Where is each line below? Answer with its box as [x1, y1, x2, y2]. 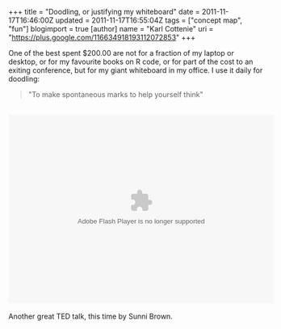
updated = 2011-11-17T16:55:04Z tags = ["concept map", [55, 15, 243, 25]
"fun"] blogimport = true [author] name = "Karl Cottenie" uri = [8, 24, 214, 33]
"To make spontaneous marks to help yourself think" [27, 90, 203, 99]
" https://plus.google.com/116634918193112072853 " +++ [8, 32, 196, 42]
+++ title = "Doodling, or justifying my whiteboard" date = [8, 7, 200, 16]
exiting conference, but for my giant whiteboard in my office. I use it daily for [8, 65, 263, 75]
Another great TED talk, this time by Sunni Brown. [8, 311, 174, 321]
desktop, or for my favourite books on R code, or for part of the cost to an [8, 57, 254, 66]
